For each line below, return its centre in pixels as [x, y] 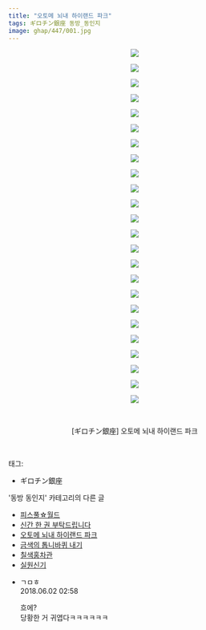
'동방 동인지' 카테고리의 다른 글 [57, 498]
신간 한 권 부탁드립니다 [55, 525]
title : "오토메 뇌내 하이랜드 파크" [60, 16]
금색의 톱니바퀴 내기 [51, 545]
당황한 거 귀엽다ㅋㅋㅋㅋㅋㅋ [64, 618]
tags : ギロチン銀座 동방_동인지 [55, 23]
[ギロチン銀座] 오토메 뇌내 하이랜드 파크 [135, 431]
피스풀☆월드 [40, 515]
